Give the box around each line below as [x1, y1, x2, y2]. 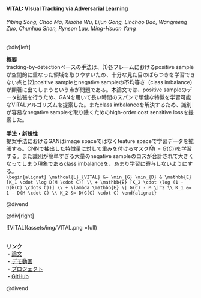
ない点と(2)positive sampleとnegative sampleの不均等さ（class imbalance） [6, 78, 196, 85]
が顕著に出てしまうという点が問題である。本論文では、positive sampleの [6, 86, 187, 93]
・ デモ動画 [6, 257, 33, 264]
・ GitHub [6, 272, 29, 279]
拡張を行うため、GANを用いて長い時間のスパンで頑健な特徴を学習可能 [16, 93, 191, 100]
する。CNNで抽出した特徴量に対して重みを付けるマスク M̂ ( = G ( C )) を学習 [11, 145, 192, 152]
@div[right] [6, 212, 34, 219]
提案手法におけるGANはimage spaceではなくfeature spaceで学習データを [6, 137, 189, 144]
